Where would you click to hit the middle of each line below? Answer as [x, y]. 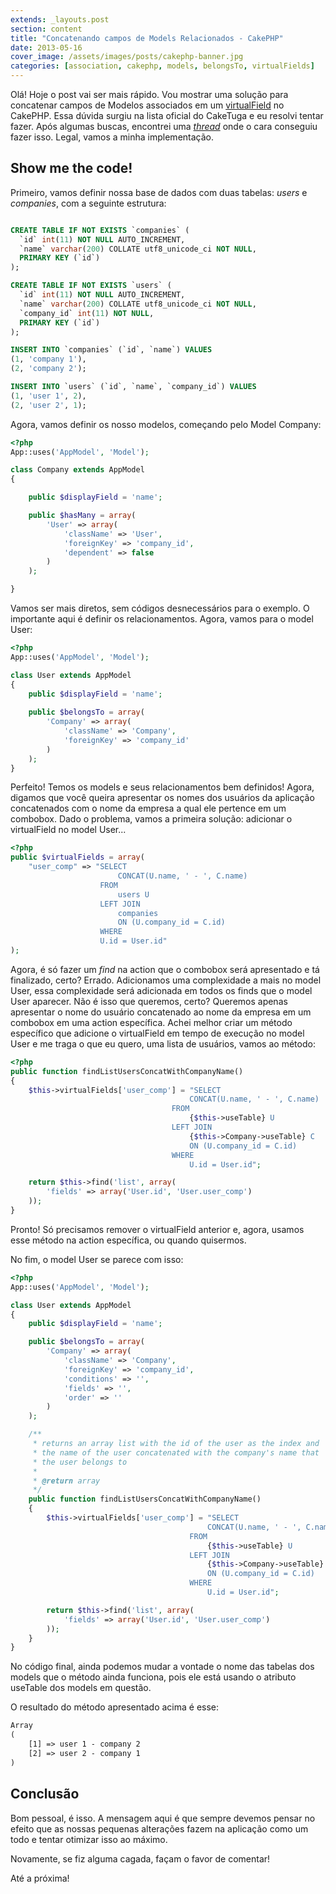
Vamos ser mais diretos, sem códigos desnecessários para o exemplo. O [160, 608]
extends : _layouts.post [60, 19]
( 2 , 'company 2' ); [48, 369]
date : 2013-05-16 [46, 47]
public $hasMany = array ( [82, 516]
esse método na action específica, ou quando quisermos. [128, 1240]
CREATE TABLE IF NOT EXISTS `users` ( [91, 286]
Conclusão [45, 1794]
